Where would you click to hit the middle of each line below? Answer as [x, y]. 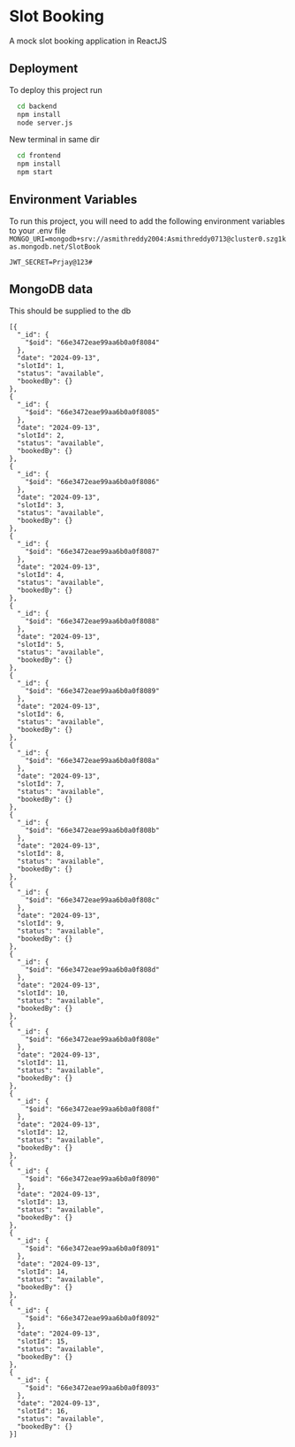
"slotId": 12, [43, 1132]
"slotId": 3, [41, 505]
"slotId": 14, [43, 1272]
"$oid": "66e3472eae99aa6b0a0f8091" [93, 1248]
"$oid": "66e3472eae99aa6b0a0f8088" [93, 621]
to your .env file [38, 230]
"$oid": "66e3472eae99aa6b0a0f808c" [93, 900]
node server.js [45, 123]
